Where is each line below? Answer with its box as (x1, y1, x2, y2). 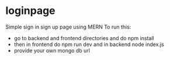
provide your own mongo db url (13, 47, 90, 54)
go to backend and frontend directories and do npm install (13, 34, 154, 41)
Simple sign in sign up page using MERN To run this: (5, 23, 131, 30)
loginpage (5, 4, 56, 17)
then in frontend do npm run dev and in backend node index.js (13, 41, 164, 48)
